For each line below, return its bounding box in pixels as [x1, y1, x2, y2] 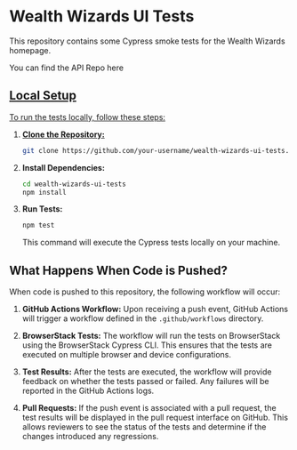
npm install [21, 188, 67, 197]
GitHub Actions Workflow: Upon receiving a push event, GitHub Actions [21, 304, 289, 315]
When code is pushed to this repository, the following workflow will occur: [9, 286, 281, 297]
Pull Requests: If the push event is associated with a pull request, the [21, 403, 277, 414]
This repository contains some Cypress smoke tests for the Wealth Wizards [9, 36, 286, 46]
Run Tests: [21, 204, 63, 214]
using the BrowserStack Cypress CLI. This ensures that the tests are [21, 340, 273, 350]
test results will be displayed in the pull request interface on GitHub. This [21, 412, 289, 423]
